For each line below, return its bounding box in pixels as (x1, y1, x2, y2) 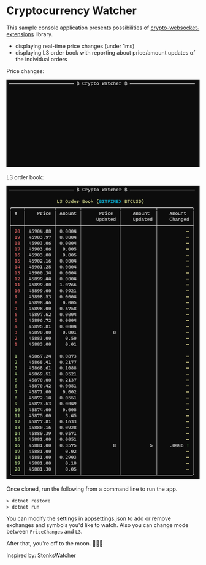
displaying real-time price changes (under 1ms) (15, 42, 135, 50)
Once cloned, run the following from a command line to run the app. (6, 485, 178, 493)
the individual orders (15, 55, 67, 63)
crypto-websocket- (150, 24, 200, 31)
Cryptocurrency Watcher (6, 4, 137, 18)
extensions (6, 30, 34, 37)
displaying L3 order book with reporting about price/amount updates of (15, 48, 196, 56)
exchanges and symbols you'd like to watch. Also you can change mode (6, 521, 189, 529)
